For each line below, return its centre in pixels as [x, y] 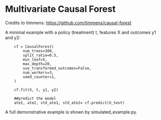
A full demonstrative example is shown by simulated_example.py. [71, 112]
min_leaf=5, [35, 60]
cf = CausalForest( [34, 46]
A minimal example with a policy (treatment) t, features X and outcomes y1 [81, 32]
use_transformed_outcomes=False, [57, 68]
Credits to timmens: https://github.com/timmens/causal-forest [68, 23]
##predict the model [35, 98]
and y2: [13, 38]
